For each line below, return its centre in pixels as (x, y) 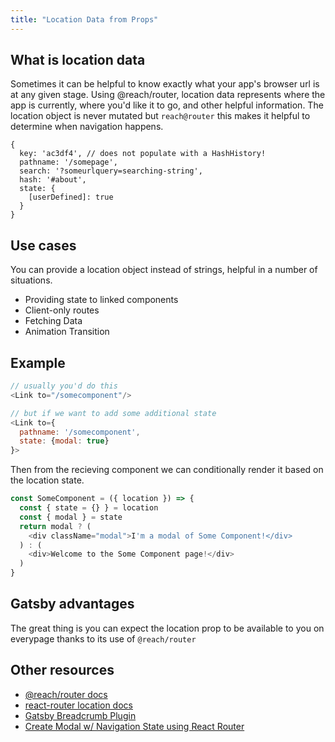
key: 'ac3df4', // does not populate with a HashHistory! (143, 154)
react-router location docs (78, 705)
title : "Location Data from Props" (84, 19)
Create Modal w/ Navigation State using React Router (134, 726)
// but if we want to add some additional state (113, 413)
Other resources (62, 670)
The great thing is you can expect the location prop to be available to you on (167, 628)
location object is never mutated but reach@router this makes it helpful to (160, 116)
